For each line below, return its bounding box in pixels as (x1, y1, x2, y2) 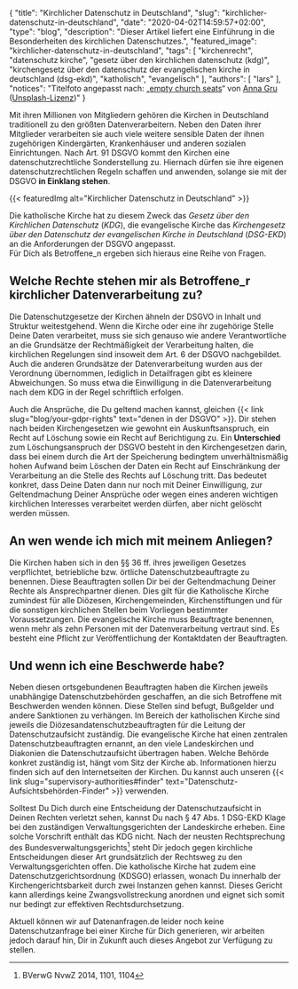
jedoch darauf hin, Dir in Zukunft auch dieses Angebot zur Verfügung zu (9, 935, 273, 945)
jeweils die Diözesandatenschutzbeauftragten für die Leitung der (9, 720, 246, 730)
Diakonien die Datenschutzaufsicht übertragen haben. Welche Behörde (9, 748, 269, 759)
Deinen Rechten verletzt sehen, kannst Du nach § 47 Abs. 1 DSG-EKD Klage (9, 812, 286, 823)
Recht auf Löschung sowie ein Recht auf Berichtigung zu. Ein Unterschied (9, 432, 281, 443)
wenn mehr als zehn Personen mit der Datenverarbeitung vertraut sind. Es (9, 623, 280, 634)
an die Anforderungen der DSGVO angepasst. (9, 239, 176, 249)
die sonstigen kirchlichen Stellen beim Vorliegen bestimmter (9, 604, 229, 615)
